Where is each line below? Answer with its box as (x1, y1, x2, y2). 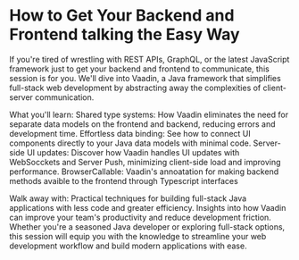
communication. (35, 91, 95, 103)
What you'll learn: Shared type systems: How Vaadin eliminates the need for (9, 109, 288, 120)
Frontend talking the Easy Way (9, 24, 240, 45)
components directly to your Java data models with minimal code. (9, 138, 252, 148)
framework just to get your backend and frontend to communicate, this (9, 63, 270, 74)
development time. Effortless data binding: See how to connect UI (9, 128, 252, 138)
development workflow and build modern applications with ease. (9, 240, 247, 251)
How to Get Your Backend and (9, 5, 235, 26)
